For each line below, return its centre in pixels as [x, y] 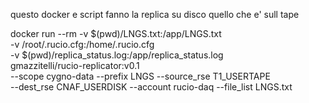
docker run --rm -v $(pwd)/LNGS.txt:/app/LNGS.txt [116, 33]
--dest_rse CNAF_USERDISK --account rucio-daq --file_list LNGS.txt [151, 87]
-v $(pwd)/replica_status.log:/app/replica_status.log [117, 55]
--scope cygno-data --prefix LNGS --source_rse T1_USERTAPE [140, 76]
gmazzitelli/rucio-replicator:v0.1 [75, 65]
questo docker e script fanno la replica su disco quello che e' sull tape [155, 14]
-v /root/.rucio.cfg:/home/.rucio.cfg [82, 44]
